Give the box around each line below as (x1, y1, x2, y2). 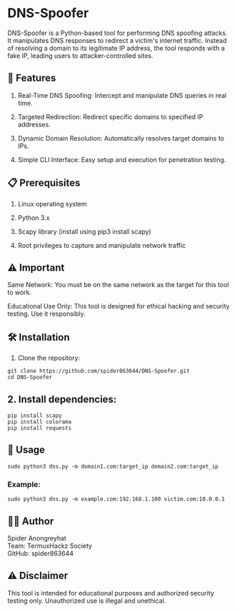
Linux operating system (17, 199, 87, 208)
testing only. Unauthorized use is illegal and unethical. (7, 596, 166, 605)
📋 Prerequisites (7, 177, 81, 189)
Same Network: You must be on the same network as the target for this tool (7, 281, 230, 289)
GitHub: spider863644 (7, 548, 74, 558)
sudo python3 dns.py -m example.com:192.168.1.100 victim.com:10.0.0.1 (7, 496, 225, 503)
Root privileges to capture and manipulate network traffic (17, 241, 186, 249)
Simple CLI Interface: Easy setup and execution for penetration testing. (17, 155, 226, 164)
